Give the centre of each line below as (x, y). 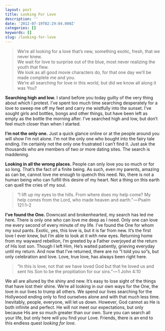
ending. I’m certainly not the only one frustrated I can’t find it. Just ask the (80, 144)
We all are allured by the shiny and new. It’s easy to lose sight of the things (81, 281)
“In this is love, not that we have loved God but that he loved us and (85, 266)
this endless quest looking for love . (41, 323)
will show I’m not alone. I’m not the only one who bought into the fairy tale (80, 138)
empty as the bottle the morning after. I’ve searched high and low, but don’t (82, 119)
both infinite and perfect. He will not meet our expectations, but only (74, 307)
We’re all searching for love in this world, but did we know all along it (87, 83)
